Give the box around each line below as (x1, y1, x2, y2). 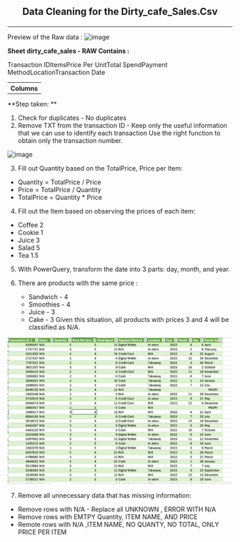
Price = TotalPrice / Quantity (17, 185, 101, 194)
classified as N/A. (28, 323, 81, 331)
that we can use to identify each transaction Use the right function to (17, 129, 221, 137)
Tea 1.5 (17, 251, 39, 259)
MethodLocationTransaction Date (7, 68, 106, 77)
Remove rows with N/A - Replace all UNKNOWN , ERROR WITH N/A (17, 505, 216, 513)
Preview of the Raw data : (7, 33, 84, 41)
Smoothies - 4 (28, 300, 71, 308)
